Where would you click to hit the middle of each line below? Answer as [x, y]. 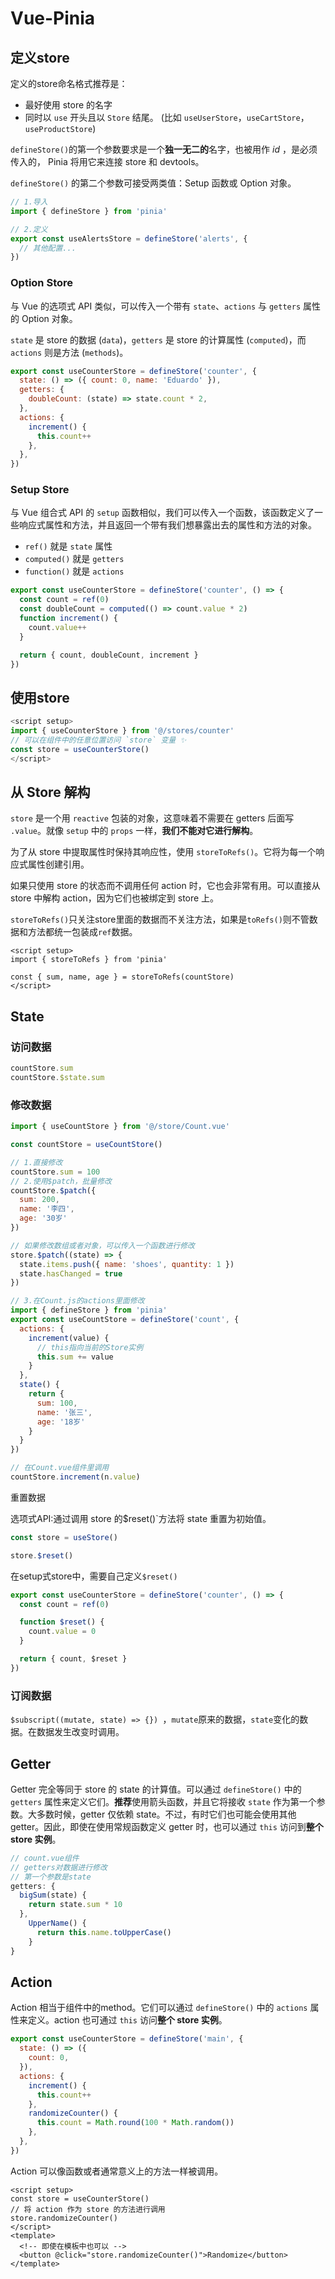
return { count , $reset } [73, 1659]
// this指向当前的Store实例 [90, 1347]
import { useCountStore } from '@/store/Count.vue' [120, 1127]
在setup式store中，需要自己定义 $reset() [94, 1576]
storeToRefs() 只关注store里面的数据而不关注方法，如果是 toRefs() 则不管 [160, 919]
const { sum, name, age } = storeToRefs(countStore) [122, 977]
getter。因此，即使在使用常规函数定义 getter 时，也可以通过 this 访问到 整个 [167, 1826]
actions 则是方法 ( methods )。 [69, 352]
